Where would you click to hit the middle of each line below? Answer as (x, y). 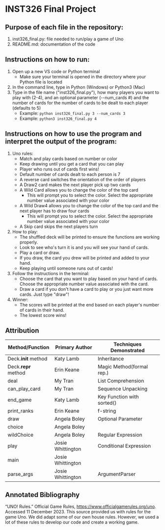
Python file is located (41, 82)
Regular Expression (120, 435)
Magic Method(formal (123, 367)
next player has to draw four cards (54, 211)
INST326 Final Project (51, 9)
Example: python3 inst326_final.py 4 (58, 118)
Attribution (22, 331)
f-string (107, 411)
